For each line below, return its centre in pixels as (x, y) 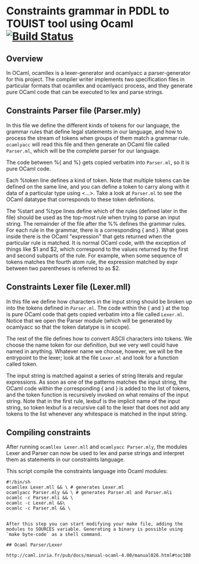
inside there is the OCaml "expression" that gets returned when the (89, 236)
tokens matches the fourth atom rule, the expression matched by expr (92, 262)
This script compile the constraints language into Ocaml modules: (87, 471)
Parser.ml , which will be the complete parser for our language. (83, 150)
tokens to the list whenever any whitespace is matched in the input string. (97, 414)
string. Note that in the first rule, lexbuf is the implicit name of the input (93, 401)
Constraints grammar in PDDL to (88, 11)
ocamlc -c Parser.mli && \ (40, 498)
